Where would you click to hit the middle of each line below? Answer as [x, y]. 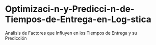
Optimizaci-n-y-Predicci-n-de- [70, 9]
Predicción [16, 38]
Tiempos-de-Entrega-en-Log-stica [78, 19]
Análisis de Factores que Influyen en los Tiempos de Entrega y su [71, 33]
